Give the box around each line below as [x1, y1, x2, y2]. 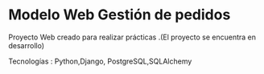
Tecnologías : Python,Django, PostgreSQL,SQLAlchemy [8, 56, 192, 66]
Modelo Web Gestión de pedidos [8, 6, 231, 24]
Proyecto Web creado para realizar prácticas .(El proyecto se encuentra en [8, 32, 256, 42]
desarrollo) [8, 40, 45, 50]
